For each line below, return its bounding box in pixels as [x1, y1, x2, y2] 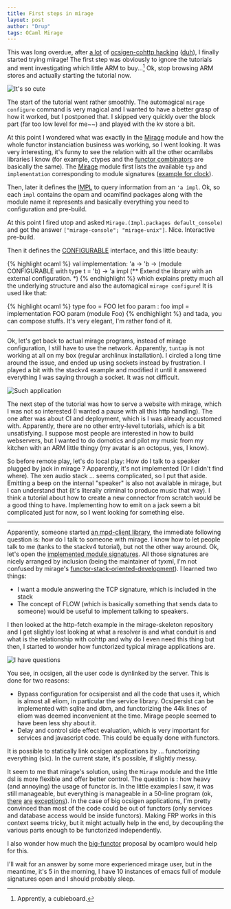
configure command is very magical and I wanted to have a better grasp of [7, 105, 219, 114]
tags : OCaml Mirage [7, 29, 63, 36]
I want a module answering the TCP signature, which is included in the [16, 585, 217, 593]
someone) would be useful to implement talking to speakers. [16, 607, 189, 615]
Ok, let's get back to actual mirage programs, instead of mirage [7, 336, 187, 345]
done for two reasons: [7, 676, 70, 685]
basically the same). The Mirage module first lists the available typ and [7, 162, 208, 171]
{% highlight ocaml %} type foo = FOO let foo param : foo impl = [7, 302, 190, 310]
